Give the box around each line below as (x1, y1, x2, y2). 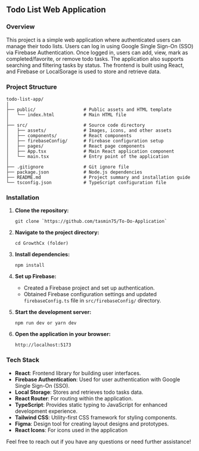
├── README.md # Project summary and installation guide (6, 174, 191, 181)
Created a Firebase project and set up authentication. (23, 284, 155, 291)
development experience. (14, 408, 78, 415)
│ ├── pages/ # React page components (6, 143, 145, 149)
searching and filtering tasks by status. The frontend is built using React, (6, 61, 185, 69)
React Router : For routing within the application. (14, 394, 133, 402)
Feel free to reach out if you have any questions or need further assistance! (6, 438, 191, 445)
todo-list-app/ (6, 96, 44, 102)
